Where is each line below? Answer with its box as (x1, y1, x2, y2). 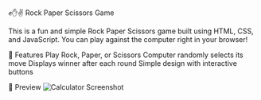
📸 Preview (8, 83, 41, 91)
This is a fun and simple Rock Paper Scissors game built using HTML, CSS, (8, 26, 254, 36)
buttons (8, 67, 33, 76)
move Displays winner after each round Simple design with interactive (8, 59, 237, 67)
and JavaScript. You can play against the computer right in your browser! (8, 35, 248, 44)
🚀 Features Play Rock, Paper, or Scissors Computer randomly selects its (8, 50, 244, 60)
